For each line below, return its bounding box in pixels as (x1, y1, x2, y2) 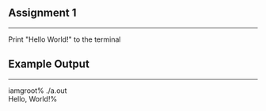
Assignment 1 (8, 6, 77, 20)
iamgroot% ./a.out (8, 86, 67, 95)
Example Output (8, 57, 89, 71)
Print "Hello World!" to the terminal (8, 35, 121, 44)
